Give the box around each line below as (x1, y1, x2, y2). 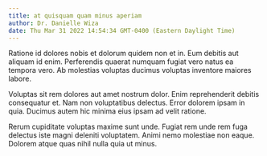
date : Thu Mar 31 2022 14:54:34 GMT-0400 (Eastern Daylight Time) (8, 26, 236, 34)
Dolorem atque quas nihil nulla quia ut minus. (8, 139, 158, 149)
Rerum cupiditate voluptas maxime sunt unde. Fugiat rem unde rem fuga (8, 122, 248, 132)
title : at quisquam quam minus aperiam (8, 11, 142, 20)
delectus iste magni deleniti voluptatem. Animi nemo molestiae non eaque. (8, 130, 255, 140)
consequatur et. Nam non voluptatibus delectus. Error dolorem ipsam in (8, 98, 245, 108)
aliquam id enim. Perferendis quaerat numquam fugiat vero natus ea (8, 57, 234, 66)
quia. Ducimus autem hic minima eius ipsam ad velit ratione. (8, 106, 207, 116)
